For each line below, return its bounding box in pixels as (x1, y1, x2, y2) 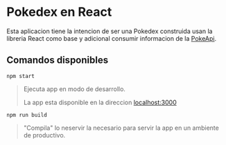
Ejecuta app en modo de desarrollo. (23, 84, 126, 93)
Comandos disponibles (6, 55, 109, 66)
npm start (6, 72, 35, 79)
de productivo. (23, 130, 66, 139)
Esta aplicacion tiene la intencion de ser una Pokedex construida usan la (6, 27, 213, 35)
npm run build (6, 111, 48, 118)
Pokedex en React (6, 4, 112, 20)
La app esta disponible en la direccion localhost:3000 (23, 98, 177, 106)
